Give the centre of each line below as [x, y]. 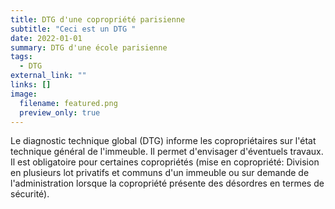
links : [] [31, 85]
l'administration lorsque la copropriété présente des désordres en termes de [167, 183]
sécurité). [30, 194]
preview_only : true [60, 112]
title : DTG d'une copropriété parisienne [98, 19]
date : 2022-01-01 [46, 38]
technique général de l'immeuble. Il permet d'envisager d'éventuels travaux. [167, 152]
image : [24, 94]
